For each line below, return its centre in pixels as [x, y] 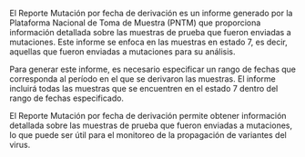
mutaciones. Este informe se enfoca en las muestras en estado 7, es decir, [149, 42]
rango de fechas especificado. [67, 98]
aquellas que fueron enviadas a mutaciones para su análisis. [122, 52]
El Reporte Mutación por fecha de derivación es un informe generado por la [151, 13]
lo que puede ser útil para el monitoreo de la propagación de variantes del [148, 135]
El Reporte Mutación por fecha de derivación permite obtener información [148, 116]
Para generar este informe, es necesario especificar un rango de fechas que [153, 69]
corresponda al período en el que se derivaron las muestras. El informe [142, 79]
